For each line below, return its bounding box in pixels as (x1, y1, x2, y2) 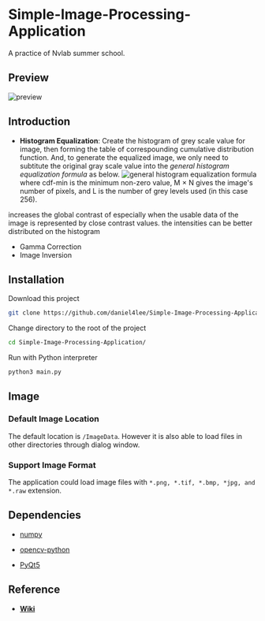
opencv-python (19, 545, 70, 554)
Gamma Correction (19, 242, 82, 251)
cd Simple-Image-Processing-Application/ (8, 339, 147, 347)
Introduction (8, 115, 71, 128)
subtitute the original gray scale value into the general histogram (19, 161, 230, 170)
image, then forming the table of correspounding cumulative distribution (19, 144, 255, 154)
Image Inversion (19, 250, 73, 259)
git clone (8, 309, 41, 317)
